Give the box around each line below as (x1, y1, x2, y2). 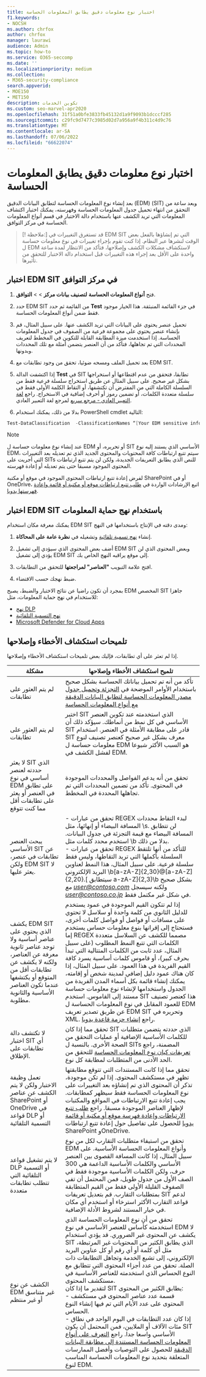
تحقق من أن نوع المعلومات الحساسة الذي (65, 1215, 173, 1224)
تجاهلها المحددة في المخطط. (65, 789, 140, 797)
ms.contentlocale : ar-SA (7, 128, 70, 135)
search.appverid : (7, 83, 51, 89)
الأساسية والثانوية (10, 988, 54, 997)
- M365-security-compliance (7, 77, 79, 83)
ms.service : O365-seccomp (7, 54, 73, 61)
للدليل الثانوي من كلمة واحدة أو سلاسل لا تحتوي (65, 908, 188, 916)
